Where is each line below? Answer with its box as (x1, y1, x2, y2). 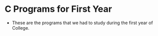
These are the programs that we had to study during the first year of (12, 20, 153, 26)
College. (12, 25, 30, 31)
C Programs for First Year (5, 3, 112, 15)
